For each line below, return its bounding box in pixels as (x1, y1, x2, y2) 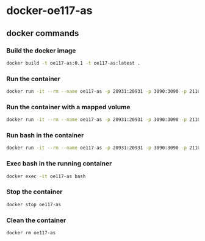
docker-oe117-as (6, 4, 93, 18)
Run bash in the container (6, 131, 84, 140)
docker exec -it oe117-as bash (6, 173, 86, 179)
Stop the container (6, 187, 63, 196)
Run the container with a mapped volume (6, 103, 131, 111)
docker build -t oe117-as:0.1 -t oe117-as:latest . (6, 60, 140, 66)
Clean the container (6, 216, 67, 225)
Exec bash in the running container (6, 159, 112, 168)
